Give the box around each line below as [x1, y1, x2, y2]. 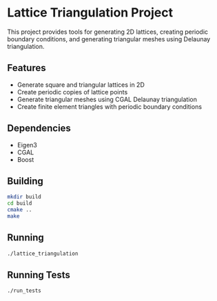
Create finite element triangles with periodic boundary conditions [17, 102, 202, 111]
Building [7, 175, 43, 187]
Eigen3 [17, 141, 38, 149]
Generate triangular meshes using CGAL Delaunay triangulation [17, 95, 198, 103]
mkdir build [7, 194, 41, 200]
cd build [7, 200, 32, 207]
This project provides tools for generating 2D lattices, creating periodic [7, 28, 209, 36]
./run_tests [7, 287, 41, 294]
